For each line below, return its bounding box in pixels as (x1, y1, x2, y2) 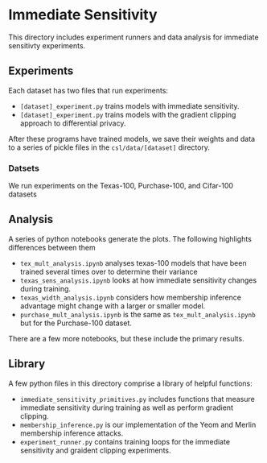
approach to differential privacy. (19, 118, 126, 128)
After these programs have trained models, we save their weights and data (8, 134, 256, 143)
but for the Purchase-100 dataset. (19, 318, 133, 328)
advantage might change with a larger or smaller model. (19, 300, 206, 311)
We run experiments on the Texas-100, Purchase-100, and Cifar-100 (8, 181, 234, 191)
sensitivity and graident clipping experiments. (19, 445, 171, 455)
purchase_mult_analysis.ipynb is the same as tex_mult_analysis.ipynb (19, 309, 256, 319)
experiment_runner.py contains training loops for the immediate (19, 436, 231, 446)
